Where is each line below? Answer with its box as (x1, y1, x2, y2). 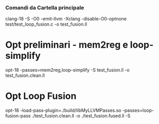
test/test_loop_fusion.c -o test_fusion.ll (5, 21, 87, 27)
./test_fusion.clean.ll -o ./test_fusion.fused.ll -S (31, 113, 131, 119)
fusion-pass (5, 113, 31, 119)
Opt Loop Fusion (5, 90, 77, 102)
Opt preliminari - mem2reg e (5, 39, 128, 51)
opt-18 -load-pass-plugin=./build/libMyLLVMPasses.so (5, 107, 122, 114)
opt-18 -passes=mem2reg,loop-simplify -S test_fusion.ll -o (5, 67, 130, 73)
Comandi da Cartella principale (5, 4, 85, 11)
